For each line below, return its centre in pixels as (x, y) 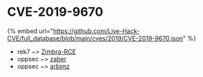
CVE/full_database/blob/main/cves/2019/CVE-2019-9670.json (95, 38)
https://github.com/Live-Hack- (96, 31)
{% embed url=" (30, 31)
